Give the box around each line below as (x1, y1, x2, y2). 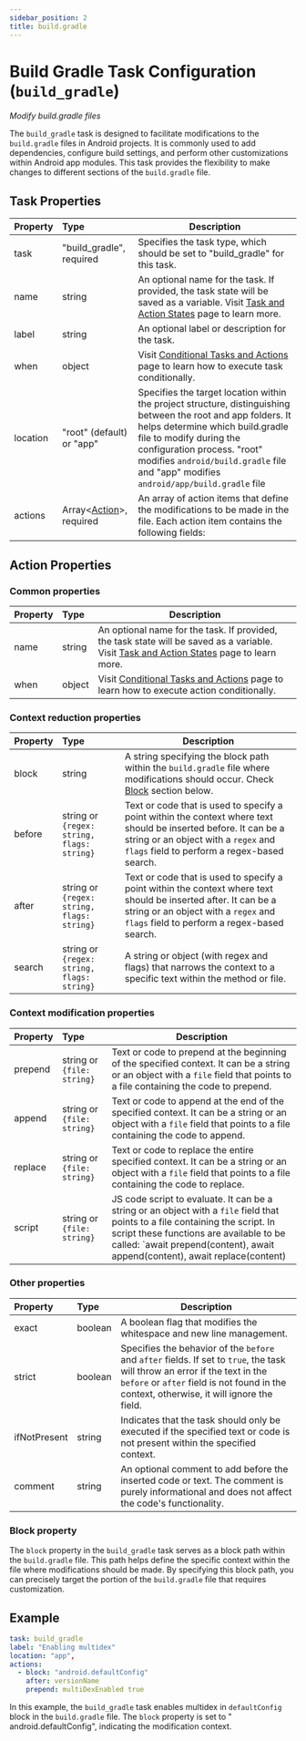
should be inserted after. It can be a (124, 894, 277, 907)
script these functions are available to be (111, 1227, 286, 1240)
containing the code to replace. (111, 1178, 245, 1190)
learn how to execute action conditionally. (97, 684, 276, 696)
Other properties (9, 1277, 86, 1290)
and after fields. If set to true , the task (120, 1353, 286, 1365)
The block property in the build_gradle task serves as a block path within (9, 1545, 285, 1556)
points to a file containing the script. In (111, 1215, 276, 1228)
